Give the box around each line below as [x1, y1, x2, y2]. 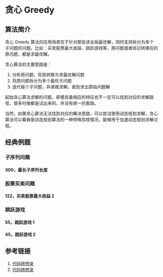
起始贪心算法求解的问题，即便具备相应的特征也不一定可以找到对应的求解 [5, 94, 149, 100]
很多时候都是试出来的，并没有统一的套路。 [13, 100, 98, 106]
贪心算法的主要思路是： [5, 62, 52, 67]
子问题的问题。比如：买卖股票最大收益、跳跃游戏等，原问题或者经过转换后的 [5, 45, 158, 51]
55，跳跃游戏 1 [5, 219, 35, 225]
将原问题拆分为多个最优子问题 [12, 78, 72, 83]
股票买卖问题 [5, 180, 35, 187]
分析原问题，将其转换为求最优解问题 [12, 72, 85, 78]
